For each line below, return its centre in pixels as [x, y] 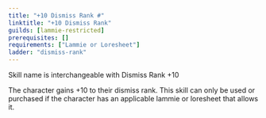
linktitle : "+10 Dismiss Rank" [60, 23]
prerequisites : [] [39, 38]
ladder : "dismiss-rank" [48, 52]
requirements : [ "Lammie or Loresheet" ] [74, 45]
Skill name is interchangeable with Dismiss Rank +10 [94, 75]
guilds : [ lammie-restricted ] [56, 30]
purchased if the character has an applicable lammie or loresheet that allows [133, 99]
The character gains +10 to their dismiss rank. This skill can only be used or [132, 90]
